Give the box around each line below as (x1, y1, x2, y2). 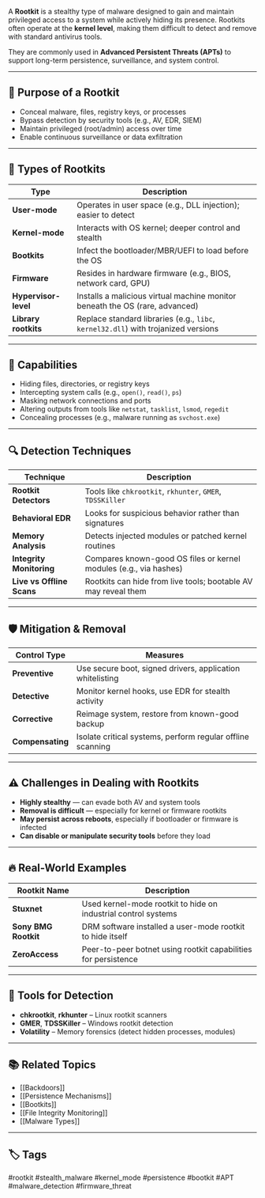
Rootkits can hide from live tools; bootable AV (84, 576, 253, 587)
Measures (145, 650, 184, 661)
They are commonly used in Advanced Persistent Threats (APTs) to (8, 47, 231, 56)
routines (84, 540, 116, 552)
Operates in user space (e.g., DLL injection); (77, 199, 240, 210)
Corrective (12, 714, 54, 725)
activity (76, 696, 104, 707)
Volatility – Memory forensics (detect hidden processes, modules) (19, 1026, 236, 1036)
